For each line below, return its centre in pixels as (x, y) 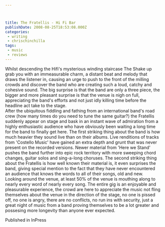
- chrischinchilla (26, 41)
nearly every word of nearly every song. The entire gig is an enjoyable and (81, 184)
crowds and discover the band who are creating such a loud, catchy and (79, 84)
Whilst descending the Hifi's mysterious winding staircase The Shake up (79, 69)
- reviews (17, 55)
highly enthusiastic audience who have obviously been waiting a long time (81, 126)
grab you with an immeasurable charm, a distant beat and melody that (76, 74)
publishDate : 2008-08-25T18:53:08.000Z (46, 27)
